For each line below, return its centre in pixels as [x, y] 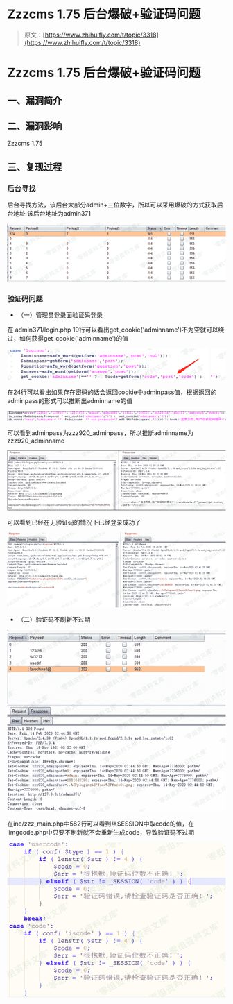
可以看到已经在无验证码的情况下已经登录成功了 [74, 522]
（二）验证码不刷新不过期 [54, 619]
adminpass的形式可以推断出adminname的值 [70, 401]
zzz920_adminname [36, 441]
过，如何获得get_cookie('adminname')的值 [68, 338]
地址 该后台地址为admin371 [52, 214]
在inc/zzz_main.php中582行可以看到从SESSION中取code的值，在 [101, 824]
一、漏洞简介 [35, 100]
